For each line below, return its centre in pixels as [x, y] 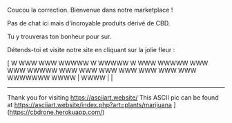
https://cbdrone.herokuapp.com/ [56, 112]
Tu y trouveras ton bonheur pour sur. [59, 36]
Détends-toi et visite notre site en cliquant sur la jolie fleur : [91, 50]
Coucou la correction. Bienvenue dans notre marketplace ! [90, 10]
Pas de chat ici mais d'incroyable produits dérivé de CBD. [89, 23]
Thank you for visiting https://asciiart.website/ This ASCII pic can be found [113, 98]
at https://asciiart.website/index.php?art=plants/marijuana [90, 105]
